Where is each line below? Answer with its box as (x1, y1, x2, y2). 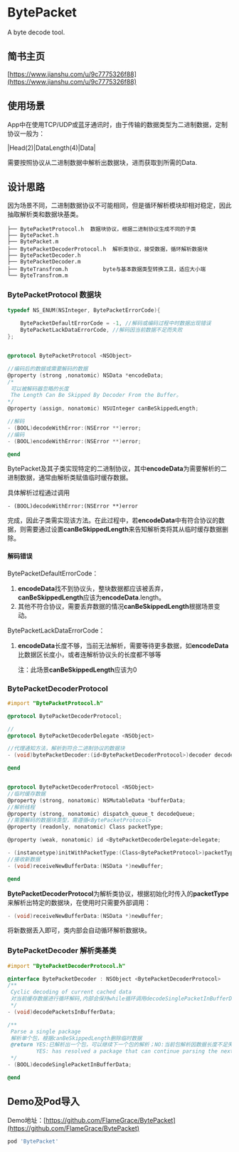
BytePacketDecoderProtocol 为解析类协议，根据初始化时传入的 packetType (7, 889, 229, 898)
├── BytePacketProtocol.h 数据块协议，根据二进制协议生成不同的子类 (7, 226, 196, 233)
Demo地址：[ (7, 1116, 46, 1124)
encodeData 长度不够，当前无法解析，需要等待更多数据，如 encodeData (17, 641, 229, 650)
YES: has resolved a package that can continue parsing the (36, 1048, 218, 1055)
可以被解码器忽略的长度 (10, 385, 69, 393)
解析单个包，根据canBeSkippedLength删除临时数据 (10, 1034, 142, 1042)
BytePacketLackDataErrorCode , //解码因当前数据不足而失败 (20, 326, 183, 334)
